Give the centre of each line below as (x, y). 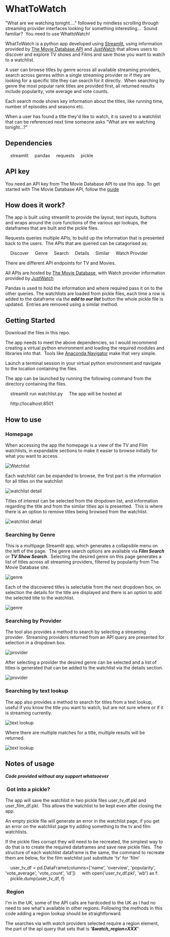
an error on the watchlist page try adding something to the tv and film (78, 826)
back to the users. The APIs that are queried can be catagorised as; (77, 243)
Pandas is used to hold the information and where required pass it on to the (84, 288)
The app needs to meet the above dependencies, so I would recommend (81, 343)
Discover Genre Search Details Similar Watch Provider (79, 253)
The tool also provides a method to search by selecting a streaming (76, 632)
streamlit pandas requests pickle (52, 155)
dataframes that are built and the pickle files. (52, 228)
